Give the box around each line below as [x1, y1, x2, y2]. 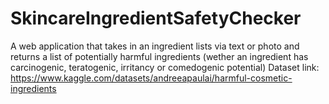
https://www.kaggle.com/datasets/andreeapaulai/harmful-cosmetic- [10, 72, 293, 84]
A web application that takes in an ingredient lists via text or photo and [10, 40, 300, 52]
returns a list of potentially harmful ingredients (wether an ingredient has [10, 50, 309, 62]
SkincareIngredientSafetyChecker [10, 7, 302, 30]
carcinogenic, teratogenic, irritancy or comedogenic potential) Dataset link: [10, 61, 320, 73]
